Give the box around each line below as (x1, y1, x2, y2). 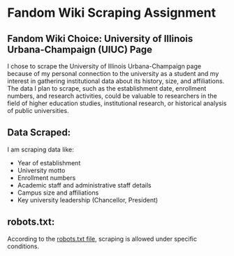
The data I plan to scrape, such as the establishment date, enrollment (7, 84, 207, 92)
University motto (17, 166, 66, 174)
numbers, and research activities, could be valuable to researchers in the (7, 92, 218, 100)
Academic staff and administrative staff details (17, 181, 152, 189)
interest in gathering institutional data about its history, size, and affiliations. (7, 77, 225, 85)
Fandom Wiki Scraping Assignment (7, 5, 217, 21)
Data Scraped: (7, 127, 71, 139)
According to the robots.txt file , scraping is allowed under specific (7, 234, 198, 243)
